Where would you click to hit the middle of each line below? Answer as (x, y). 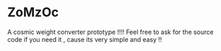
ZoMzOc (33, 12)
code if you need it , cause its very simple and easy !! (85, 39)
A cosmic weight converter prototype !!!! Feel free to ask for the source (110, 32)
